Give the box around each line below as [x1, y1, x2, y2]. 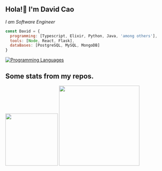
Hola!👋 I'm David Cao [5, 5, 75, 14]
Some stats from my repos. [5, 72, 94, 80]
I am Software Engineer [5, 18, 56, 25]
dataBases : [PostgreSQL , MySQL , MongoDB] [10, 43, 100, 48]
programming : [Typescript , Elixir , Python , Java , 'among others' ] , [10, 33, 158, 38]
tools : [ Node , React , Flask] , [10, 38, 75, 44]
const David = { [5, 29, 40, 34]
